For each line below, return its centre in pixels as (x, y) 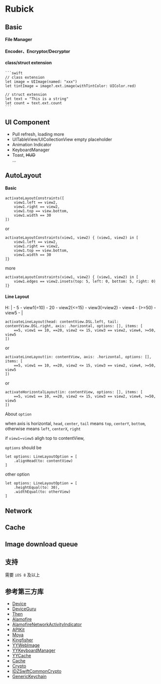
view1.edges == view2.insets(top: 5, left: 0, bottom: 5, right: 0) (85, 282)
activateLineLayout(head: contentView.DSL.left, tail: (62, 321)
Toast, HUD (24, 155)
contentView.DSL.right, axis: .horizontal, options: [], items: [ (74, 326)
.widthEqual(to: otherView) (42, 492)
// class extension (25, 77)
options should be (23, 447)
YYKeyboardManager (34, 650)
